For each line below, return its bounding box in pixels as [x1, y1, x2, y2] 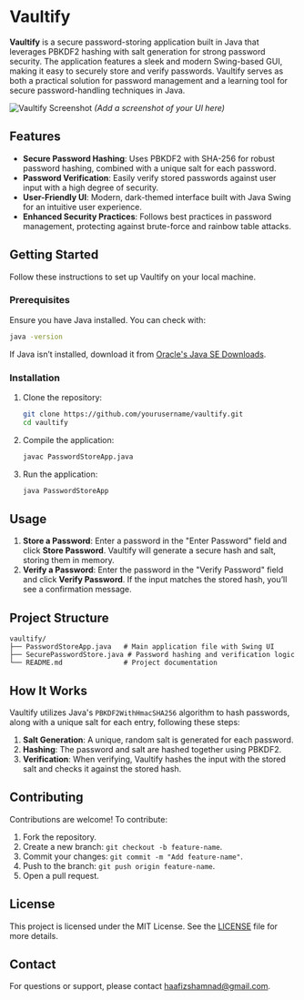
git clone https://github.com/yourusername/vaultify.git [22, 409, 244, 419]
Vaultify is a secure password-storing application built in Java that [9, 36, 259, 47]
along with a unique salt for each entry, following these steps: [9, 716, 240, 727]
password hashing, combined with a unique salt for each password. [22, 162, 277, 174]
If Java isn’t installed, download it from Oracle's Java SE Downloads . [9, 348, 267, 359]
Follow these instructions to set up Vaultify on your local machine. [9, 271, 257, 282]
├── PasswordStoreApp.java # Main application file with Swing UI [9, 642, 275, 652]
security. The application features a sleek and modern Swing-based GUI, [9, 56, 283, 66]
